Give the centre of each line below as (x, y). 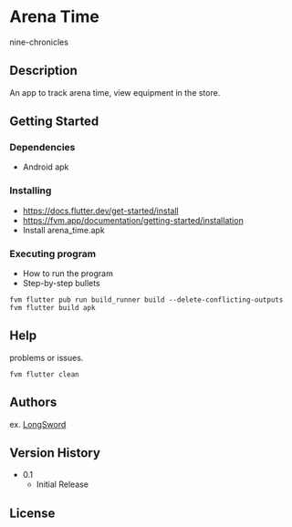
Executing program (53, 253)
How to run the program (68, 274)
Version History (55, 453)
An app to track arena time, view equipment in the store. (115, 92)
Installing (31, 191)
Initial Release (63, 484)
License (32, 513)
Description (43, 71)
